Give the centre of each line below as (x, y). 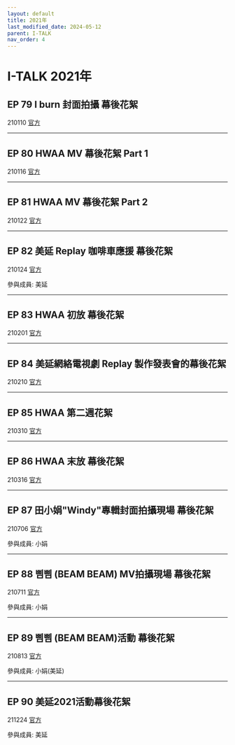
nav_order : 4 (26, 40)
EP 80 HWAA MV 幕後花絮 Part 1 (78, 154)
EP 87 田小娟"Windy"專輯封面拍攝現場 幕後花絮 (111, 510)
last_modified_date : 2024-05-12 (54, 27)
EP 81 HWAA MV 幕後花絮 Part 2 (78, 203)
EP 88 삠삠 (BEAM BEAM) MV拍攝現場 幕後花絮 (109, 574)
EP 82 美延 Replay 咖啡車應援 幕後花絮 (90, 251)
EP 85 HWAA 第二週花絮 (60, 412)
